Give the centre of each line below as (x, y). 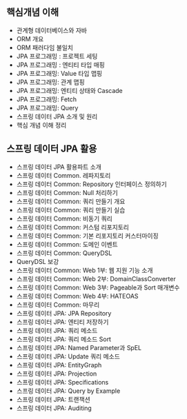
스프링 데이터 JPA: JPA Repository (64, 313)
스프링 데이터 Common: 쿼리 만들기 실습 (71, 209)
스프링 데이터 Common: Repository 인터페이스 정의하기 (91, 184)
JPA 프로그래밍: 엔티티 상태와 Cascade (70, 90)
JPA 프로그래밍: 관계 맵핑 (51, 82)
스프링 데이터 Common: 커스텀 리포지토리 (72, 227)
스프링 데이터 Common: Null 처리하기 (67, 192)
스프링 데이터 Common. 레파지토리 (63, 175)
